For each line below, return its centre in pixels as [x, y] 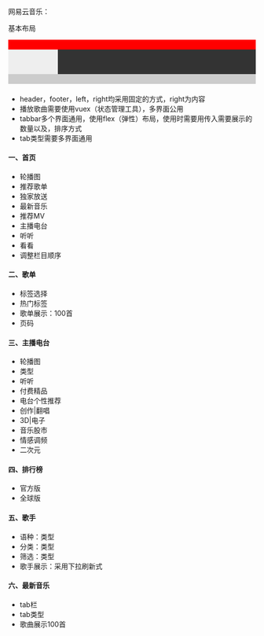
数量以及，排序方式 [51, 128]
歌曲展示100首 [43, 624]
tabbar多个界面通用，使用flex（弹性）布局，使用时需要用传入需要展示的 [136, 118]
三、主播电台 [29, 342]
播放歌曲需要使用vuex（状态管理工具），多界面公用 [101, 108]
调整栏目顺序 [40, 255]
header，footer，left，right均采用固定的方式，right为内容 [112, 99]
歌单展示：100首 [46, 313]
